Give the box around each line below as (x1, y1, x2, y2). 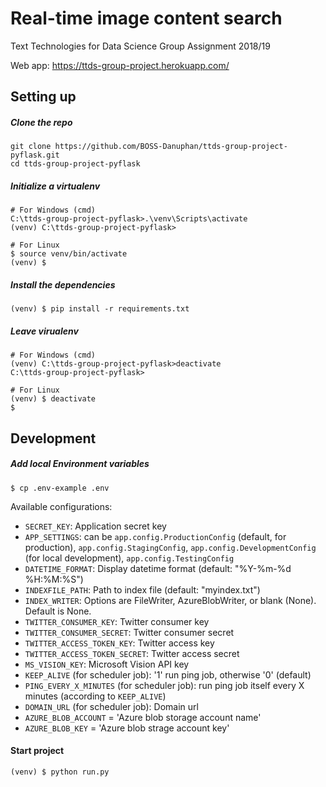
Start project (10, 745, 65, 757)
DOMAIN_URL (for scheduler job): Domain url (24, 700, 199, 712)
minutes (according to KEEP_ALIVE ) (24, 690, 167, 702)
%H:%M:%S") (24, 573, 84, 585)
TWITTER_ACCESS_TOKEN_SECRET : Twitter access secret (24, 647, 240, 659)
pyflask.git (10, 150, 60, 161)
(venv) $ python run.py (10, 767, 110, 777)
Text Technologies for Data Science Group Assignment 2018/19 (10, 40, 271, 52)
